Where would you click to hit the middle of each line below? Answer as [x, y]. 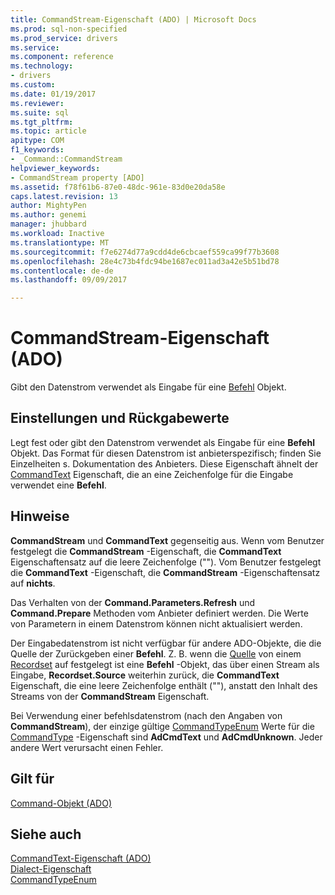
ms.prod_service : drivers [64, 38]
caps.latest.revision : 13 [64, 196]
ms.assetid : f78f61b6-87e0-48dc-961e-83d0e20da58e [118, 187]
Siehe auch [46, 834]
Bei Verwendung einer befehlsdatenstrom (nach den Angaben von [146, 715]
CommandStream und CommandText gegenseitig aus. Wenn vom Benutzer [167, 540]
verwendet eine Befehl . [58, 485]
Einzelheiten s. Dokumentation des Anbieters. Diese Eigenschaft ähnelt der [164, 463]
